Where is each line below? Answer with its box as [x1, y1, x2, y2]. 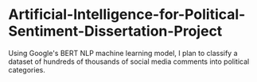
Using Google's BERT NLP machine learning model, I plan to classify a [8, 48, 238, 58]
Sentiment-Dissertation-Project [8, 22, 223, 40]
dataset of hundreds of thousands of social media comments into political [8, 57, 250, 66]
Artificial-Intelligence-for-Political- [8, 6, 246, 24]
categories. [8, 65, 45, 74]
